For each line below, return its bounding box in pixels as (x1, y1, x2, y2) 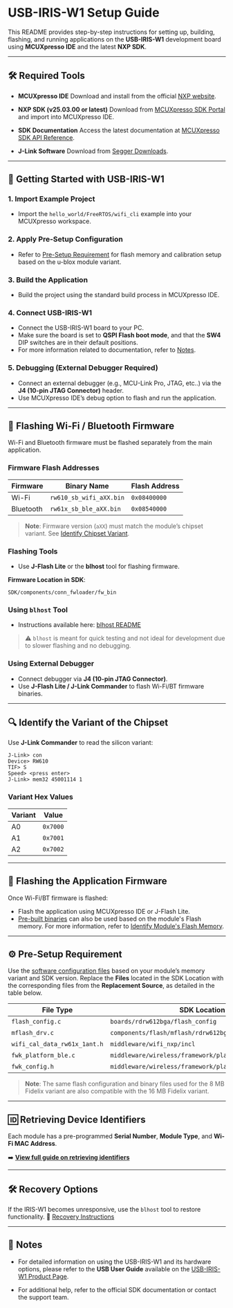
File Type (41, 1005, 73, 1015)
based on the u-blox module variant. (17, 258, 122, 266)
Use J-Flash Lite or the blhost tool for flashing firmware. (17, 563, 180, 571)
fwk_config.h (11, 1063, 55, 1071)
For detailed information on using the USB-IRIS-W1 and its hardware (17, 1257, 212, 1266)
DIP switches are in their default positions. (17, 338, 138, 347)
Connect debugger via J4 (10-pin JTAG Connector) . (17, 674, 168, 683)
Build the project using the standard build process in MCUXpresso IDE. (17, 291, 220, 299)
